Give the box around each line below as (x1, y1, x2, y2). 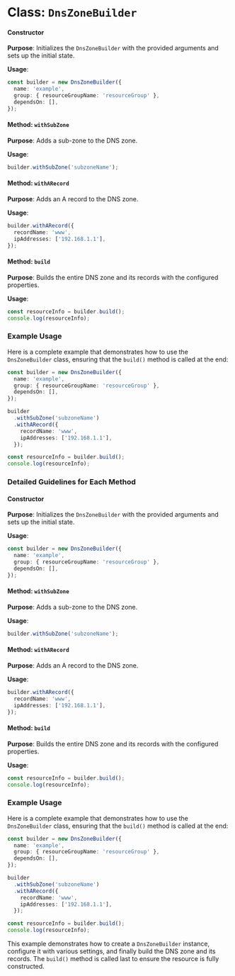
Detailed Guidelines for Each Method (7, 477, 137, 487)
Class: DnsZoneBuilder (7, 4, 137, 21)
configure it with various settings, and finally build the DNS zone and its (7, 947, 216, 955)
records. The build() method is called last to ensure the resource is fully (7, 955, 219, 963)
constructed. (7, 962, 45, 971)
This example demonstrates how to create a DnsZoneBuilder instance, (7, 940, 210, 948)
